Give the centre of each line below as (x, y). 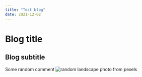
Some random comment (30, 69)
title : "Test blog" (25, 10)
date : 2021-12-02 (23, 14)
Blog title (24, 39)
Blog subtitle (25, 57)
